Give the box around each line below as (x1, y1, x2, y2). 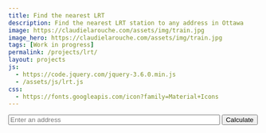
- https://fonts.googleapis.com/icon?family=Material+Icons (15, 93, 219, 101)
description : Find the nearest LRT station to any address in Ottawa (8, 19, 244, 27)
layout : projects (8, 56, 66, 64)
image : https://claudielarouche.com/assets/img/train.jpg (8, 26, 205, 34)
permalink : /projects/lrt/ (8, 48, 98, 56)
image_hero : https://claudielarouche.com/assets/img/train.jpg (8, 33, 223, 42)
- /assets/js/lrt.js (15, 78, 84, 85)
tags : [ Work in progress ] (8, 41, 94, 49)
